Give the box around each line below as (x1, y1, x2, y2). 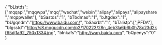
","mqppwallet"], (5, 15, 38, 20)
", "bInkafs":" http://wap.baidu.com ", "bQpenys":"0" (53, 30, 156, 35)
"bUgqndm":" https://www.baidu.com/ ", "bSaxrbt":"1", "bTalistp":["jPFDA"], (5, 19, 153, 25)
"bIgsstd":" (5, 25, 28, 30)
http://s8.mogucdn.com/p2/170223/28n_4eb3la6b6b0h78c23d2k (27, 25, 157, 30)
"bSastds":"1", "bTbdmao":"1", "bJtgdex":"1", (38, 15, 127, 20)
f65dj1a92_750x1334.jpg (5, 30, 54, 35)
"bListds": (8, 4, 28, 10)
